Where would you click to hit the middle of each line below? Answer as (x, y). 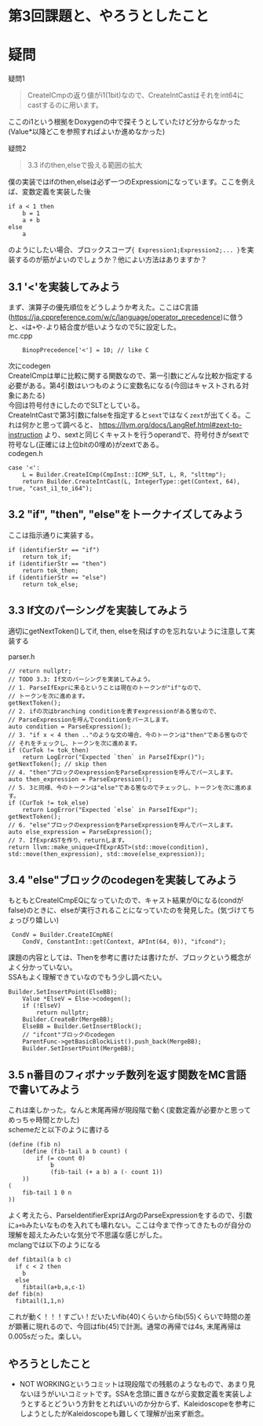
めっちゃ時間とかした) (44, 1120)
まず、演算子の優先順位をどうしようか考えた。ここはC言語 (103, 307)
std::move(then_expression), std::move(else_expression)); (107, 854)
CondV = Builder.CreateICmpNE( (62, 935)
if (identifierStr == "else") (58, 577)
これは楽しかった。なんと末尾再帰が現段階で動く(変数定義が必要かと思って (130, 1110)
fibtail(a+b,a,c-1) (54, 1287)
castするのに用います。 (65, 105)
